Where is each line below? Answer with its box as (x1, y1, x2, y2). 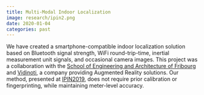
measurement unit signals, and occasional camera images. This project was (6, 56, 198, 63)
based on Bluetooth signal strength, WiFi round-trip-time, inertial (6, 50, 170, 57)
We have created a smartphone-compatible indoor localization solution (6, 43, 186, 50)
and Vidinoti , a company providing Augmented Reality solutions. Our (6, 69, 179, 77)
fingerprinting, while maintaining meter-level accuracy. (6, 82, 145, 89)
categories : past (6, 26, 51, 32)
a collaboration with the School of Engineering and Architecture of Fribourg (6, 63, 196, 70)
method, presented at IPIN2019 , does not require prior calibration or (6, 75, 178, 83)
